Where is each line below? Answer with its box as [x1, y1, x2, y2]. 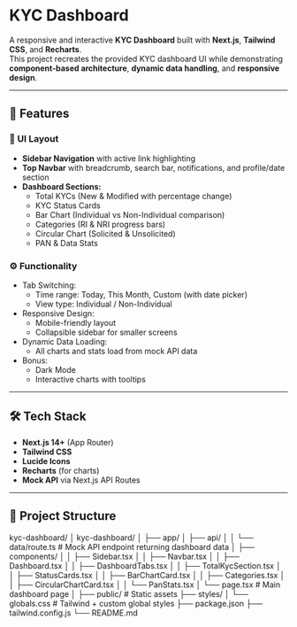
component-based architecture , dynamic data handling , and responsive [9, 63, 280, 74]
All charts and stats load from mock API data [34, 345, 198, 356]
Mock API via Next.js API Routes [21, 475, 141, 485]
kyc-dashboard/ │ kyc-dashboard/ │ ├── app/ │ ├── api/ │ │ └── [9, 532, 255, 543]
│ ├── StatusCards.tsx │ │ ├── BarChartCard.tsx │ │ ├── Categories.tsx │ [9, 569, 286, 580]
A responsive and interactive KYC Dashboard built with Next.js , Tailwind [9, 35, 276, 45]
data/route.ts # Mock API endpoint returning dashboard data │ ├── [9, 541, 255, 552]
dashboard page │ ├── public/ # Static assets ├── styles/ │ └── [9, 588, 249, 599]
